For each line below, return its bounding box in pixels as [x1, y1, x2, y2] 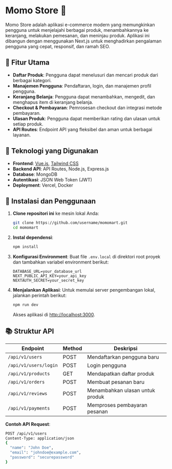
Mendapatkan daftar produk [87, 370, 155, 377]
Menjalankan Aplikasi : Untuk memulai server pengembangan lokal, [12, 287, 156, 293]
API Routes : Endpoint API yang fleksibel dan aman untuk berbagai [12, 126, 153, 132]
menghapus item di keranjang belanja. [12, 99, 94, 105]
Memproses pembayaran [87, 401, 147, 409]
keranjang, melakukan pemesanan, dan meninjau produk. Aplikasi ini [5, 32, 150, 38]
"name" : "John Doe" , [10, 445, 54, 451]
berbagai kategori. [12, 77, 52, 84]
